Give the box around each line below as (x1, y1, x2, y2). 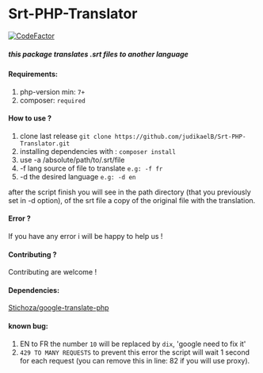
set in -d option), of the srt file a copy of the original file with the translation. (8, 195, 256, 205)
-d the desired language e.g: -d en (19, 171, 136, 181)
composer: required (19, 95, 86, 105)
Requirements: (8, 69, 58, 79)
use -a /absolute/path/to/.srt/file (19, 155, 125, 164)
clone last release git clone (19, 131, 112, 140)
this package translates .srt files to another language (8, 49, 189, 59)
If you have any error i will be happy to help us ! (8, 231, 163, 240)
